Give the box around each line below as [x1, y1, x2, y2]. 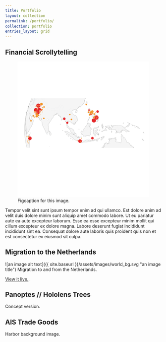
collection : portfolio [5, 24, 52, 29]
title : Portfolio [5, 8, 41, 13]
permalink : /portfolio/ [5, 18, 55, 23]
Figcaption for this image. [17, 198, 70, 204]
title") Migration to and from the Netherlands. [5, 266, 97, 273]
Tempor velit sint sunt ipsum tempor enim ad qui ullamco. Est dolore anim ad [5, 207, 161, 213]
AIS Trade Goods [5, 318, 58, 326]
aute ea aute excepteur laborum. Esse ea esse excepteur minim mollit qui [5, 217, 155, 223]
